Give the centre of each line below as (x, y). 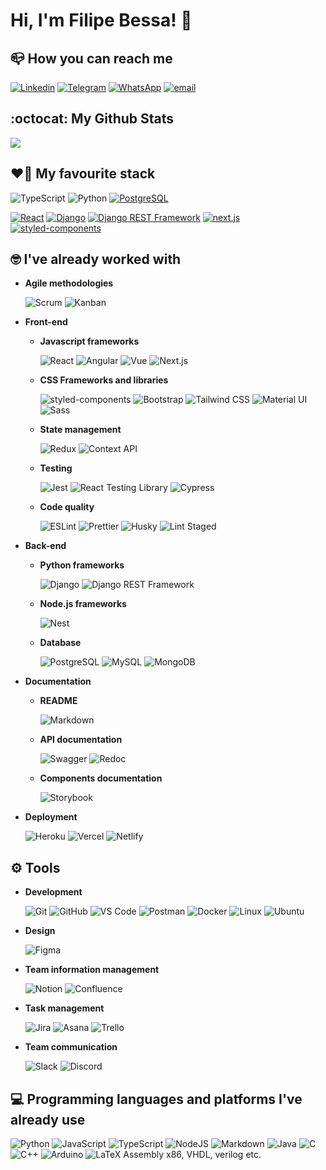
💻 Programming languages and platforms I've (156, 1099)
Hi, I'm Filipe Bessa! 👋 (101, 20)
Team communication (71, 1047)
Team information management (92, 970)
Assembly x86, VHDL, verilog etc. (192, 1155)
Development (53, 892)
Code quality (67, 507)
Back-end (45, 546)
